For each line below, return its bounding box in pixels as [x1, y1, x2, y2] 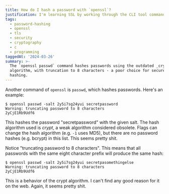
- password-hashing [10, 21, 51, 27]
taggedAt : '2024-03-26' [5, 54, 55, 59]
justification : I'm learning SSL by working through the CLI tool [5, 12, 147, 17]
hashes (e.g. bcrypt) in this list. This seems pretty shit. [5, 135, 118, 141]
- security [10, 36, 33, 41]
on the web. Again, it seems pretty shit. [5, 183, 87, 189]
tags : [5, 17, 17, 22]
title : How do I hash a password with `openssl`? [5, 7, 112, 13]
